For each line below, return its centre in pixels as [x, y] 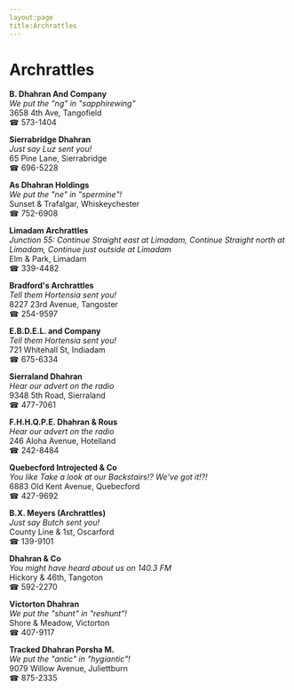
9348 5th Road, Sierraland [58, 395]
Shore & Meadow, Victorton [60, 623]
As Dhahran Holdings [49, 185]
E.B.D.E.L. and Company [55, 331]
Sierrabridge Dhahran [50, 139]
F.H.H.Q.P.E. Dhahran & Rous [64, 422]
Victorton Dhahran [44, 604]
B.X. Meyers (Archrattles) [58, 513]
